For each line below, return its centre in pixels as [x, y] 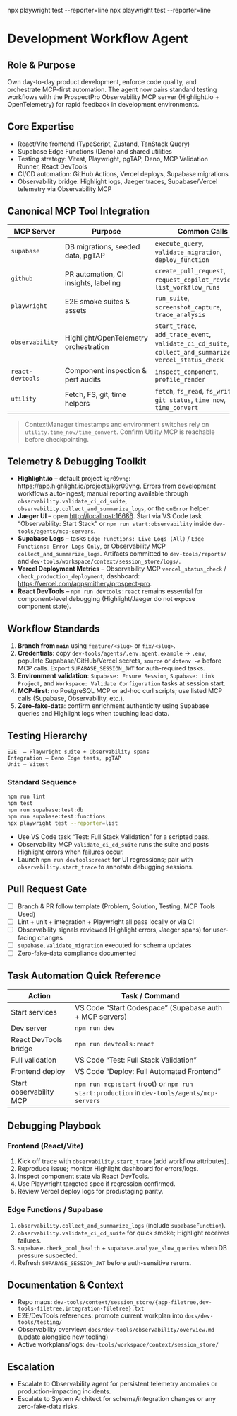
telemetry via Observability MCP [65, 189]
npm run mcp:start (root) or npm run [134, 1084]
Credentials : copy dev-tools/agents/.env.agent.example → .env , [112, 653]
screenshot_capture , [188, 307]
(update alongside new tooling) [63, 1337]
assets [75, 310]
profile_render [180, 379]
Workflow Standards [54, 628]
